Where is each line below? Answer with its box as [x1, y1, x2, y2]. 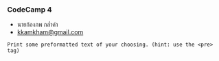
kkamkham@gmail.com [16, 28, 84, 36]
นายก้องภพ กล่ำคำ [16, 21, 58, 29]
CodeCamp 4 [7, 5, 52, 14]
